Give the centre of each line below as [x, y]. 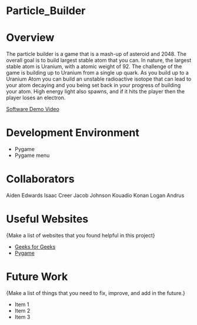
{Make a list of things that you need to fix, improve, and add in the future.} [96, 293]
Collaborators [40, 179]
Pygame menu [32, 155]
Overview [30, 38]
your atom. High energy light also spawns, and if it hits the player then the [96, 92]
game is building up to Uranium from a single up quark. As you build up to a [98, 73]
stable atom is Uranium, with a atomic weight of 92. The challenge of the [94, 66]
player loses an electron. [36, 98]
